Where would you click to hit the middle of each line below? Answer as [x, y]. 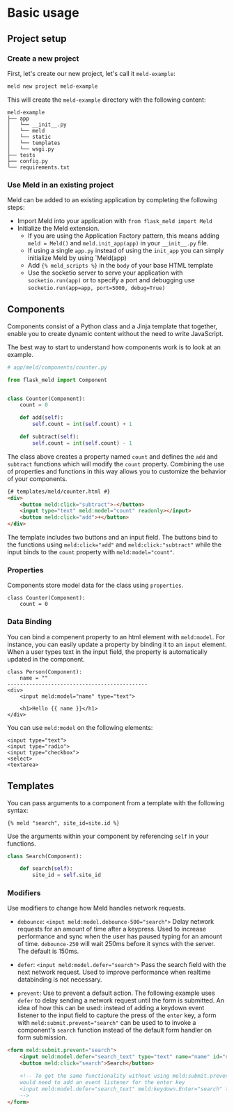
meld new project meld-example [53, 86]
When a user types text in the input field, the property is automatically [107, 652]
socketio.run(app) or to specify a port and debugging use [111, 280]
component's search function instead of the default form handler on [115, 1030]
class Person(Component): [45, 672]
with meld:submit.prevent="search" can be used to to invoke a [107, 1023]
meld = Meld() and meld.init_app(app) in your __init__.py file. [118, 243]
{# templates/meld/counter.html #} [59, 492]
